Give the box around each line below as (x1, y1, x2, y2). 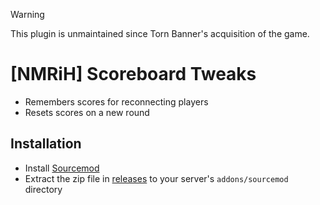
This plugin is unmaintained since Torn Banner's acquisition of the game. (10, 28, 310, 39)
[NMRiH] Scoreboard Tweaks (10, 63, 257, 86)
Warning (10, 9, 45, 20)
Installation (10, 135, 82, 153)
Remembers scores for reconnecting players (24, 95, 209, 108)
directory (24, 183, 63, 195)
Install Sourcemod (24, 162, 100, 174)
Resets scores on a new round (24, 106, 150, 118)
